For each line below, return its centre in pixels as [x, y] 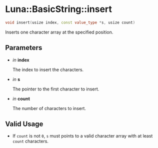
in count [21, 98]
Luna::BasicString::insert [59, 9]
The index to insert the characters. [48, 69]
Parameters [24, 48]
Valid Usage [24, 124]
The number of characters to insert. [49, 108]
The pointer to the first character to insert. [56, 89]
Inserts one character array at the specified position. [59, 32]
